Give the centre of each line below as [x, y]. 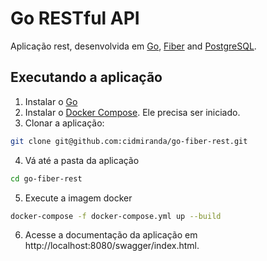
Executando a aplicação [86, 77]
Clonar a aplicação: [64, 123]
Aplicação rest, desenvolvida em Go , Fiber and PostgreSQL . [133, 46]
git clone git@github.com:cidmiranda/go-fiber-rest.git [129, 141]
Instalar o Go [51, 101]
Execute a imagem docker [78, 198]
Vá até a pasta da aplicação [82, 160]
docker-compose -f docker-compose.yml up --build [116, 216]
